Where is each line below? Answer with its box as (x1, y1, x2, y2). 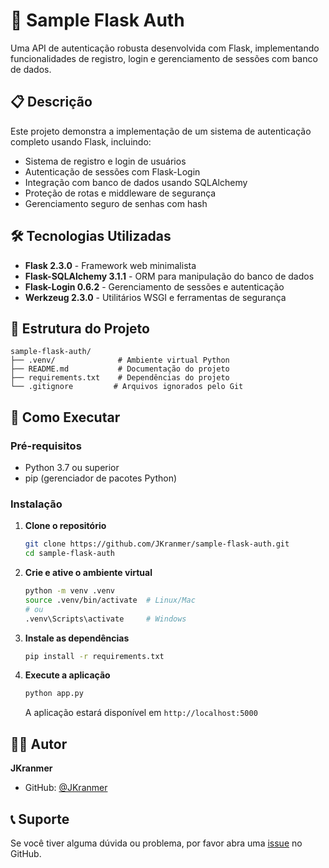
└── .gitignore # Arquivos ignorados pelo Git (10, 382, 244, 392)
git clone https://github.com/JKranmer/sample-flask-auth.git (24, 539, 290, 549)
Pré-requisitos (10, 439, 82, 453)
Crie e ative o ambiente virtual (24, 567, 153, 579)
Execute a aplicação (24, 669, 111, 681)
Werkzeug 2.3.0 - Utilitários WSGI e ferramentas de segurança (24, 291, 287, 303)
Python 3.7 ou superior (24, 462, 120, 474)
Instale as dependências (24, 632, 130, 644)
